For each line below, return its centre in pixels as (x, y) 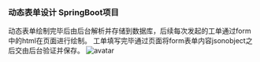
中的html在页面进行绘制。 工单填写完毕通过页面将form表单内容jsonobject (127, 41)
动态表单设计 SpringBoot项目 (64, 12)
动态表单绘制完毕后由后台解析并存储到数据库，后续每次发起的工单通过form (130, 31)
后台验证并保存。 (56, 51)
